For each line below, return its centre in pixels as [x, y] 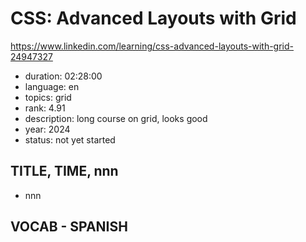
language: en [52, 86]
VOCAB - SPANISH [69, 227]
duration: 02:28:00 [63, 76]
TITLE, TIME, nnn [64, 171]
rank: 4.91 [45, 108]
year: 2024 [47, 129]
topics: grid [48, 97]
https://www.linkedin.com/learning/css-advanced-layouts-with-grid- [152, 46]
